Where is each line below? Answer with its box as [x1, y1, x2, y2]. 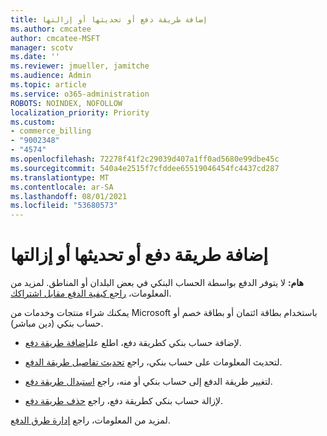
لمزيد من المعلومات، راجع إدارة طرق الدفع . [10, 414, 171, 426]
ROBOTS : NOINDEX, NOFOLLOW [10, 98, 123, 108]
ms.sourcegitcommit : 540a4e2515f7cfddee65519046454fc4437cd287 [10, 163, 280, 173]
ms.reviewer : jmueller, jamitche [10, 61, 150, 71]
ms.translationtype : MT [10, 172, 110, 183]
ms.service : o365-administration [10, 89, 150, 99]
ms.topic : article [10, 80, 87, 90]
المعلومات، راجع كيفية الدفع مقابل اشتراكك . [10, 287, 172, 300]
